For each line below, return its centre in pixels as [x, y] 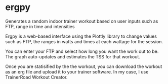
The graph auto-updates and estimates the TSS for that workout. [73, 56]
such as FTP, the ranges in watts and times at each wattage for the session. [84, 41]
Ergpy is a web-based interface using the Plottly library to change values [81, 36]
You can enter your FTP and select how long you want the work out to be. [82, 51]
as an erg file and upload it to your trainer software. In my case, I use [77, 71]
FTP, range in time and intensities [40, 26]
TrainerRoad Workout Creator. [36, 77]
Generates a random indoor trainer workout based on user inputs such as [82, 21]
